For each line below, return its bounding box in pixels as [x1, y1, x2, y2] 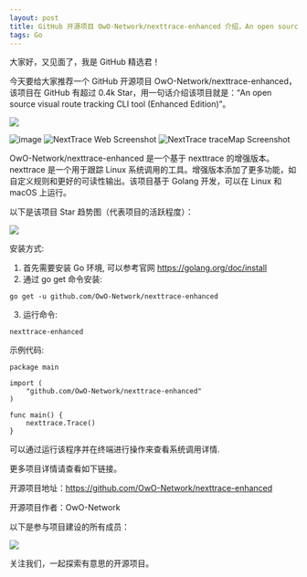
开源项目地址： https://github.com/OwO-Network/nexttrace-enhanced [9, 483, 273, 494]
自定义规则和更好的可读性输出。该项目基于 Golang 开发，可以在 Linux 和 [9, 175, 282, 187]
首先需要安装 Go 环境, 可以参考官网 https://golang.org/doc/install [22, 262, 268, 274]
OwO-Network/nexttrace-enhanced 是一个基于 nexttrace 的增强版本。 [9, 152, 275, 164]
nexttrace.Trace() [26, 419, 96, 428]
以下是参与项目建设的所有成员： [9, 521, 130, 532]
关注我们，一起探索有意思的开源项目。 [9, 558, 153, 569]
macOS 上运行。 [9, 187, 71, 198]
